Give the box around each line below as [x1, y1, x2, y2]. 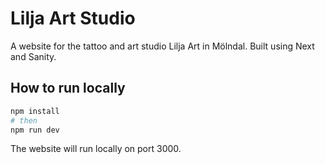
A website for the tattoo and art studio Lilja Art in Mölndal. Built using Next [10, 40, 315, 52]
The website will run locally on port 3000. [10, 143, 182, 155]
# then [10, 115, 38, 126]
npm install [10, 106, 60, 116]
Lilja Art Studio [10, 7, 136, 30]
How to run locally [10, 80, 126, 97]
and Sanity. [10, 50, 57, 62]
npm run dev [10, 125, 60, 135]
